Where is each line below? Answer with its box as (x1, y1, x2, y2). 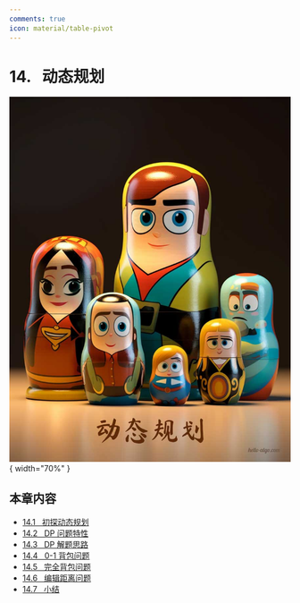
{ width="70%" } (9, 463, 71, 473)
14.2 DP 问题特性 (21, 528, 89, 539)
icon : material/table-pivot (9, 23, 114, 33)
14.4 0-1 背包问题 (21, 550, 90, 561)
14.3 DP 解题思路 (21, 539, 89, 549)
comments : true (9, 14, 66, 23)
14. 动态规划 (9, 66, 105, 87)
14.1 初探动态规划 (21, 516, 89, 527)
